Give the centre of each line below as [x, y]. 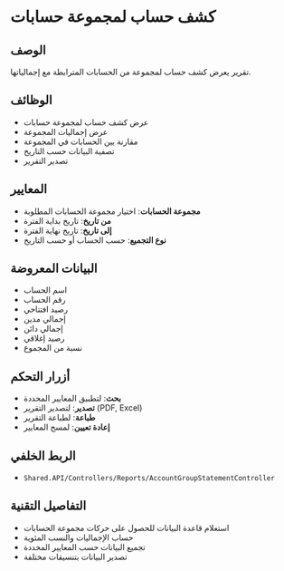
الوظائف [31, 100]
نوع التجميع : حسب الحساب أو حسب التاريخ [95, 240]
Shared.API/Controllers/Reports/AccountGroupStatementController [149, 479]
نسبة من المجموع [52, 348]
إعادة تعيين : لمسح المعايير [66, 427]
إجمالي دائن [43, 329]
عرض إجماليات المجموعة [65, 131]
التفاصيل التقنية [48, 506]
